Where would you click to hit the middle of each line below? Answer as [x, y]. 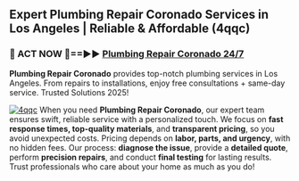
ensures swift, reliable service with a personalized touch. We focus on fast [146, 119]
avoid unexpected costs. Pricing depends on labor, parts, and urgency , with [150, 138]
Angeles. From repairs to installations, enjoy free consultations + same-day [147, 83]
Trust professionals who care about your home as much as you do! [132, 166]
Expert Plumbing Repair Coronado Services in [139, 15]
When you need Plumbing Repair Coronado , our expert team [152, 110]
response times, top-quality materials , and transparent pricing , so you [142, 128]
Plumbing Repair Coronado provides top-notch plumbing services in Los [144, 73]
